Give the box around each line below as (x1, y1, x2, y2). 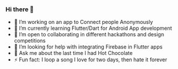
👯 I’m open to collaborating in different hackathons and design (13, 31, 165, 38)
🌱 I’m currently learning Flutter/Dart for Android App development (13, 25, 172, 32)
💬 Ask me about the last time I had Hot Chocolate (13, 50, 133, 57)
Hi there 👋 (5, 5, 35, 13)
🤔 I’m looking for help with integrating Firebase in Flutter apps (13, 43, 163, 50)
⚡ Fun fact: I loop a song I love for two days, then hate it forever (13, 56, 167, 63)
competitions (13, 37, 46, 44)
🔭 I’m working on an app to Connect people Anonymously (13, 19, 153, 26)
